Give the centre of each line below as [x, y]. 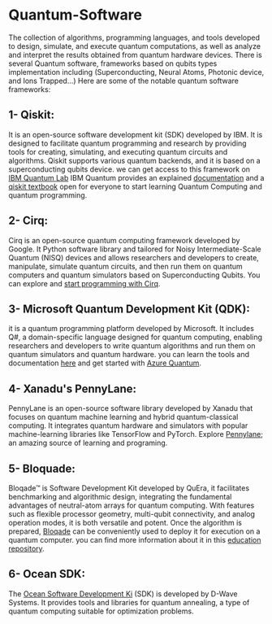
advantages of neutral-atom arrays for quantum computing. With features [132, 505]
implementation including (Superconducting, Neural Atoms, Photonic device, [136, 72]
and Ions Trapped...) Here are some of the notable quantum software [124, 81]
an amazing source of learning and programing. [88, 443]
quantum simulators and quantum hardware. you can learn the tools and [129, 355]
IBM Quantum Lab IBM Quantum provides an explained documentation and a [136, 177]
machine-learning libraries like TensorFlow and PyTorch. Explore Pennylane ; [136, 434]
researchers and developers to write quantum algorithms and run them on [132, 346]
